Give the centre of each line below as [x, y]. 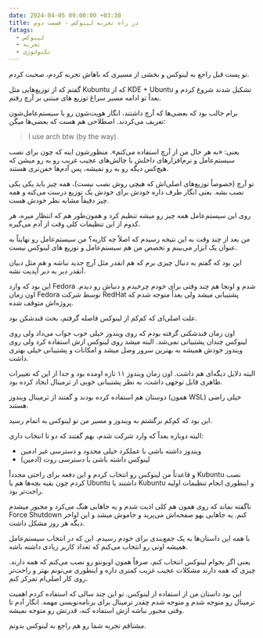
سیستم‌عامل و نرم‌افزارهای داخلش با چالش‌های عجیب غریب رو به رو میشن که [122, 160]
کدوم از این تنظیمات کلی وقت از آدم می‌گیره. [75, 224]
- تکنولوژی [34, 52]
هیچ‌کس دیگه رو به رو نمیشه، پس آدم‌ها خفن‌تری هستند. [89, 168]
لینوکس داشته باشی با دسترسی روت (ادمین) [85, 459]
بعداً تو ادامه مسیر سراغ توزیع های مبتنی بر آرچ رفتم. [85, 98]
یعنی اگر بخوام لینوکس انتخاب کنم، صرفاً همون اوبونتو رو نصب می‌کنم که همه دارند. [130, 561]
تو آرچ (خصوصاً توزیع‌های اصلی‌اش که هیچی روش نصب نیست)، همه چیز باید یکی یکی [131, 184]
